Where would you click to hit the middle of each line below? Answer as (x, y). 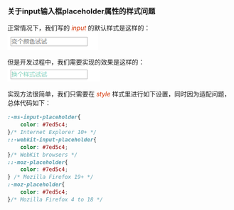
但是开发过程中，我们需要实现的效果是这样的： (76, 62)
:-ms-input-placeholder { (44, 117)
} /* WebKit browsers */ (43, 155)
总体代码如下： (29, 103)
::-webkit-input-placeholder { (52, 140)
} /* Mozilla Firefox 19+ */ (50, 177)
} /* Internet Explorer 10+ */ (52, 133)
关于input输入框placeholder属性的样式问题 (81, 11)
